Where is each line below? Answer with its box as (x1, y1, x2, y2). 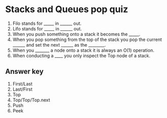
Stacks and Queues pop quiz (5, 4, 129, 15)
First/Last (12, 81, 33, 87)
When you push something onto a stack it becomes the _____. (12, 31, 141, 37)
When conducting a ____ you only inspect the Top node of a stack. (12, 52, 151, 59)
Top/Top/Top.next (12, 97, 51, 103)
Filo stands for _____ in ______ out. (12, 20, 82, 26)
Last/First (12, 86, 33, 92)
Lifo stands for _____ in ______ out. (12, 25, 82, 31)
